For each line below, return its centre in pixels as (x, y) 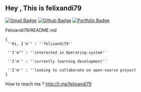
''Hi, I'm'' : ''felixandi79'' (40, 44)
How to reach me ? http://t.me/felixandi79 (48, 84)
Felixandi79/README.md (31, 30)
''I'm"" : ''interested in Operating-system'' (57, 52)
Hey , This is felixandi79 (44, 8)
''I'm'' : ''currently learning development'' (57, 61)
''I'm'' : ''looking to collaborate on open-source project (72, 70)
